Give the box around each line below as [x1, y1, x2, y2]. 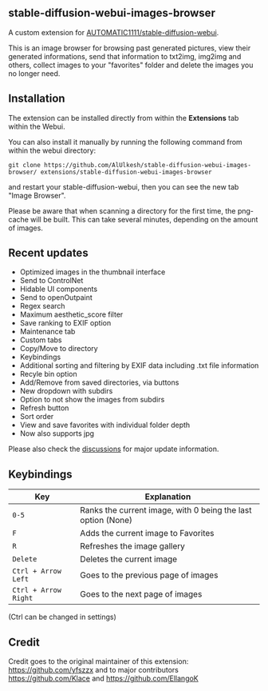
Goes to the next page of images [79, 589, 203, 600]
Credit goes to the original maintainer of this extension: [8, 657, 189, 666]
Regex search [19, 302, 65, 311]
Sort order [19, 412, 54, 421]
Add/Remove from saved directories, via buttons [19, 377, 179, 387]
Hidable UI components [19, 284, 98, 294]
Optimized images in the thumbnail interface [19, 267, 166, 277]
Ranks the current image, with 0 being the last [79, 505, 252, 516]
